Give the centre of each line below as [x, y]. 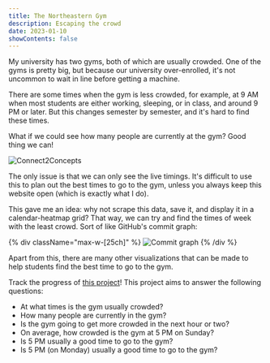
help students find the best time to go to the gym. [91, 267]
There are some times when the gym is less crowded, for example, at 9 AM [134, 95]
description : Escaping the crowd [65, 24]
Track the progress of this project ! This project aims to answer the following [135, 283]
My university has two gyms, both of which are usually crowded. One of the [135, 62]
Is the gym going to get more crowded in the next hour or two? [124, 324]
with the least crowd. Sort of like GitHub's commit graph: [103, 227]
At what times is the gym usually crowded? [92, 307]
